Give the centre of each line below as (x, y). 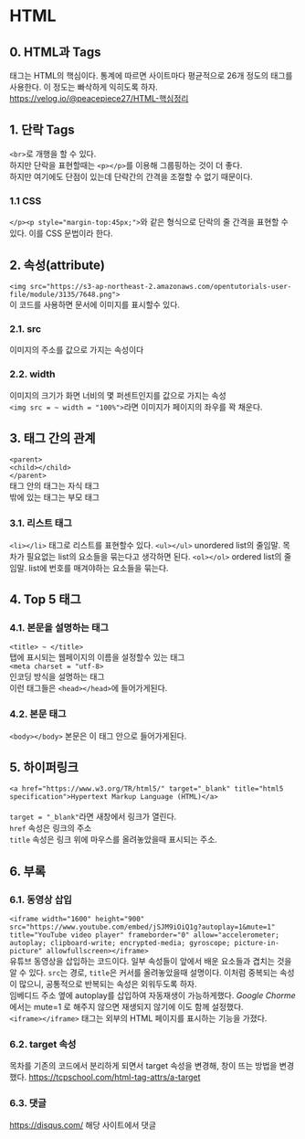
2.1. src (26, 328)
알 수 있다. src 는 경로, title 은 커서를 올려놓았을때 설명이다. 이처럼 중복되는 (144, 973)
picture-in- (257, 943)
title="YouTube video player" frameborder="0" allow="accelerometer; (145, 935)
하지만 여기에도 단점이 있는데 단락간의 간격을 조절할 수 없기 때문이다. (131, 176)
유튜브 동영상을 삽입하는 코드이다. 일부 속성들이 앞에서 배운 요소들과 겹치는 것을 (151, 962)
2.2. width (33, 374)
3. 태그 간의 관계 (53, 438)
